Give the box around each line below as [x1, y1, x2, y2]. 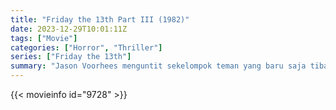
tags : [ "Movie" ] [10, 33, 78, 43]
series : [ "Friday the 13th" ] [10, 52, 132, 62]
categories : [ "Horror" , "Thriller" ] [10, 42, 163, 53]
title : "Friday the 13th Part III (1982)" [10, 14, 190, 25]
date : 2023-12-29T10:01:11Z [10, 24, 128, 34]
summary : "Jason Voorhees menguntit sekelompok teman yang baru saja [10, 61, 307, 71]
